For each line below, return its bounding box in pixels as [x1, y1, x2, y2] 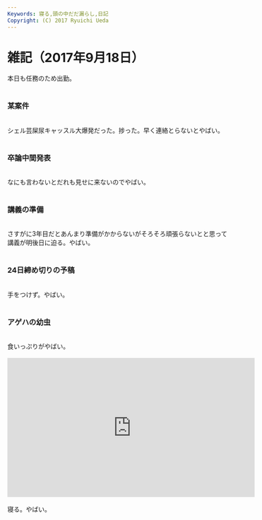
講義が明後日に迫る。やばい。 [7, 238, 94, 247]
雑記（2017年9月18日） [7, 49, 145, 66]
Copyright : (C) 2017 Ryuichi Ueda [7, 17, 109, 24]
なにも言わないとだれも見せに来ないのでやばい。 [7, 178, 150, 187]
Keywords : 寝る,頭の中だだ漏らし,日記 [7, 10, 109, 18]
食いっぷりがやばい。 [7, 342, 69, 350]
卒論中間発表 [7, 153, 52, 162]
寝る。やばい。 [7, 504, 51, 513]
